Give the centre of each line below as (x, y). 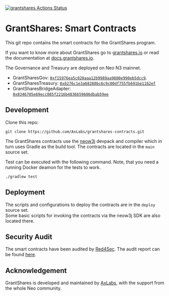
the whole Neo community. (34, 288)
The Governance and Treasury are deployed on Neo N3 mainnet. (73, 68)
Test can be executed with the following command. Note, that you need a (82, 162)
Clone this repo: (22, 122)
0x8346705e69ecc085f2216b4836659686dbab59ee (61, 94)
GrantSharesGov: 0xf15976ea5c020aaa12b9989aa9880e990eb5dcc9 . (80, 78)
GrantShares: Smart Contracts (71, 29)
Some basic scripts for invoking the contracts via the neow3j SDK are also (83, 215)
